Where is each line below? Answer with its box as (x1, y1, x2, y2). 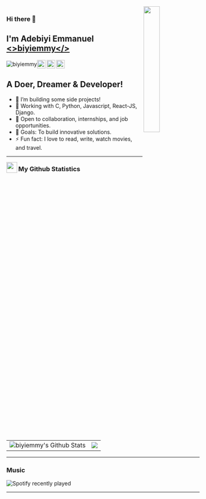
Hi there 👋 (6, 15, 37, 23)
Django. (15, 109, 36, 116)
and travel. (15, 144, 43, 151)
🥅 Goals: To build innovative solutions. (15, 128, 112, 136)
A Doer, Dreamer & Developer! (6, 79, 124, 90)
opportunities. (15, 122, 51, 129)
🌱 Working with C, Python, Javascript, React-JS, (15, 102, 137, 109)
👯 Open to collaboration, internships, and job (15, 115, 129, 122)
